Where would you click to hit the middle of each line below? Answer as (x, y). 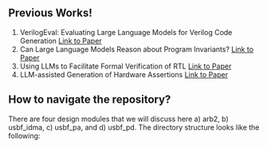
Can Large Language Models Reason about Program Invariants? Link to (136, 49)
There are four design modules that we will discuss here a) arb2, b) (118, 119)
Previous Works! (51, 13)
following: (24, 135)
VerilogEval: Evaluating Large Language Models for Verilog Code (126, 32)
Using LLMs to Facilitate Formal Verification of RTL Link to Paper (126, 66)
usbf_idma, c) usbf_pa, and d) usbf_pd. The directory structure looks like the (134, 127)
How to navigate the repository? (90, 100)
